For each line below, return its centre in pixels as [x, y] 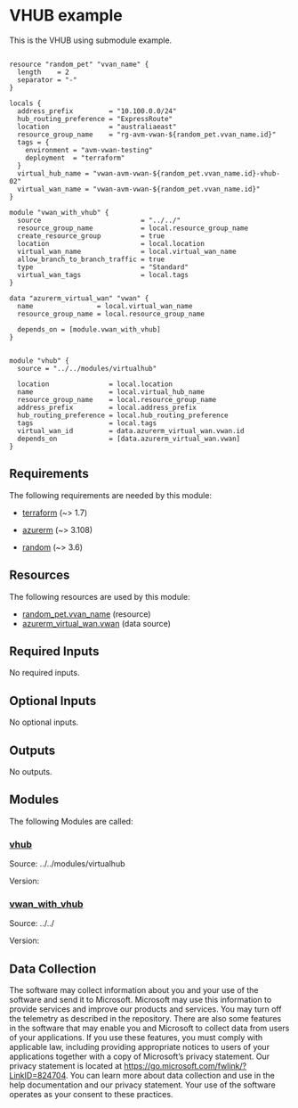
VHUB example [66, 16]
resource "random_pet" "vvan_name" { [79, 64]
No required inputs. [44, 673]
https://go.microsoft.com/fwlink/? [185, 1066]
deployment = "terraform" [75, 158]
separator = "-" [47, 80]
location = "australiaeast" [97, 127]
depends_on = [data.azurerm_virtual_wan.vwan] [129, 439]
